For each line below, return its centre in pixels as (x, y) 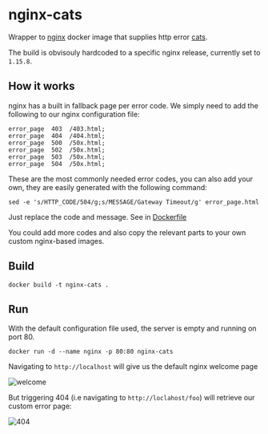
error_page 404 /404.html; (57, 136)
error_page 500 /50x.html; (57, 143)
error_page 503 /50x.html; (57, 157)
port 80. (22, 337)
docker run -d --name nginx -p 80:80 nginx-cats (91, 352)
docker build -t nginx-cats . (59, 285)
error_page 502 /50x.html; (57, 150)
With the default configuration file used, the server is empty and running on (133, 329)
